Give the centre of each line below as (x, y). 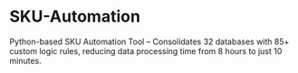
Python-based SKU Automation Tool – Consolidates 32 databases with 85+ (149, 41)
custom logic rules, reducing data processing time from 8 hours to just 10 (146, 50)
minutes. (26, 60)
